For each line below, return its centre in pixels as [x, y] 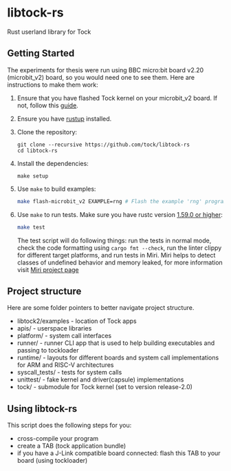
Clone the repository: [47, 132]
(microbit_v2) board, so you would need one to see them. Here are [101, 77]
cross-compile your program [58, 439]
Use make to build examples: [56, 189]
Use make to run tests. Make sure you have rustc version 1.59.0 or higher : [120, 214]
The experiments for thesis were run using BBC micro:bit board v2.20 [106, 70]
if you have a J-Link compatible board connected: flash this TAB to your [119, 453]
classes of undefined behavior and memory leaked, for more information [120, 262]
